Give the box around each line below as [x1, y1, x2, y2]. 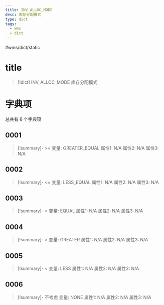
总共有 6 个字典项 [5, 116, 42, 122]
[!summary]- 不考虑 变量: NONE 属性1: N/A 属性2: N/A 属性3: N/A [17, 294, 151, 300]
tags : [5, 21, 17, 27]
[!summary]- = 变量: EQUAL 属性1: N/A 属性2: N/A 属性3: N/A [17, 208, 143, 214]
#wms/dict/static [5, 45, 40, 50]
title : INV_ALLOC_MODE [5, 7, 53, 13]
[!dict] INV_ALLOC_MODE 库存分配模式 [17, 79, 98, 85]
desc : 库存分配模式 [5, 12, 42, 17]
